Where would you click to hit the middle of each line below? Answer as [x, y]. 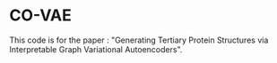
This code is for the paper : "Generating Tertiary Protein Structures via [139, 40]
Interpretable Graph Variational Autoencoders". [96, 49]
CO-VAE [40, 16]
